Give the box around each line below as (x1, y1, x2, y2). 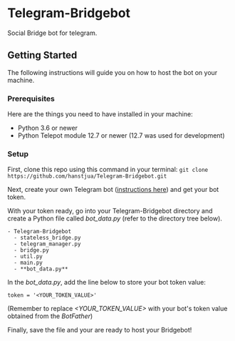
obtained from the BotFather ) (7, 312, 93, 320)
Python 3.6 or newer (17, 123, 78, 133)
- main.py (14, 259, 43, 267)
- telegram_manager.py (14, 240, 81, 248)
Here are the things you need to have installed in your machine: (7, 110, 194, 118)
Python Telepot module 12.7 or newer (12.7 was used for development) (17, 131, 226, 140)
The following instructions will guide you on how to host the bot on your (7, 68, 218, 76)
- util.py (14, 253, 43, 260)
